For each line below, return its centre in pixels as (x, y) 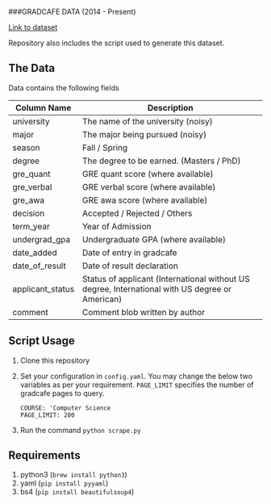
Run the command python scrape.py (80, 430)
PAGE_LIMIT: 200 (47, 415)
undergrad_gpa (42, 239)
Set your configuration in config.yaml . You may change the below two (136, 376)
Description (171, 107)
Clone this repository (55, 360)
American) (102, 299)
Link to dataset (33, 27)
